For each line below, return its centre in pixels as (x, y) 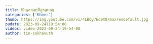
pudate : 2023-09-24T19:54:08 (36, 24)
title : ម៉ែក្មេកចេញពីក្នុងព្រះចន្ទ (30, 10)
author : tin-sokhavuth (29, 33)
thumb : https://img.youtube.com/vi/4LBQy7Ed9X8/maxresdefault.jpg (77, 19)
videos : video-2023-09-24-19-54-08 (43, 29)
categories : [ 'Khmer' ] (29, 15)
